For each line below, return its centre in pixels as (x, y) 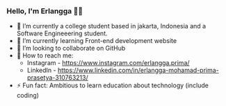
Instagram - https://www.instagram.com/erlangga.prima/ (108, 63)
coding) (28, 96)
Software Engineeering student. (62, 33)
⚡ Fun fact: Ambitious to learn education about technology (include (113, 85)
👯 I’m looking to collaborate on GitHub (71, 48)
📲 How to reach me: (45, 55)
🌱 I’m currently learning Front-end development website (97, 41)
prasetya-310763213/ (57, 78)
